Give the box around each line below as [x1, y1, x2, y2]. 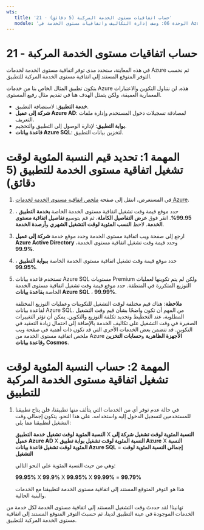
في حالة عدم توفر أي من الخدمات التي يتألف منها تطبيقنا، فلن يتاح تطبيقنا [15, 406, 179, 413]
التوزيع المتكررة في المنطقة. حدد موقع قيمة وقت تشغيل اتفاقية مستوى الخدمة [15, 282, 191, 289]
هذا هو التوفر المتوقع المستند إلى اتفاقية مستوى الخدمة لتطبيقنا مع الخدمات [15, 486, 185, 493]
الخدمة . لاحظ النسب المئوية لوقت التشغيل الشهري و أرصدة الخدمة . [15, 221, 165, 228]
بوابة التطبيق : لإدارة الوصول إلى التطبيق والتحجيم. [15, 122, 127, 129]
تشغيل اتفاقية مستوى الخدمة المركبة [6, 373, 169, 387]
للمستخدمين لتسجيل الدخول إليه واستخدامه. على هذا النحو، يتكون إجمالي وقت [15, 413, 191, 420]
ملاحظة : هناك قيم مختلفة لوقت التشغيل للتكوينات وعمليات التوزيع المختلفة [15, 300, 182, 308]
